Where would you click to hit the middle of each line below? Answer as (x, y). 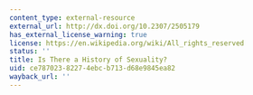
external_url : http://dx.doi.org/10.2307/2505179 (105, 26)
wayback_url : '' (40, 77)
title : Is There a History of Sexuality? (89, 60)
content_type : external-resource (72, 18)
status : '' (30, 52)
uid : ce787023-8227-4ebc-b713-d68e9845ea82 (93, 69)
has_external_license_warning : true (78, 34)
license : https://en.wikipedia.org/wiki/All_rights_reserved (127, 43)
